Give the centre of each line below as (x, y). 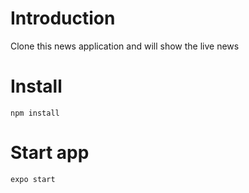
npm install (35, 113)
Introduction (63, 18)
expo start (33, 179)
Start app (50, 153)
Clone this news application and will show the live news (125, 46)
